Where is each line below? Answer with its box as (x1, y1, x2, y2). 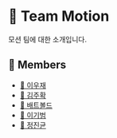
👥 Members (8, 58, 67, 72)
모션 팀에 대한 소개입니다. (8, 34, 88, 44)
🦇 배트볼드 (19, 100, 53, 110)
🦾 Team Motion (8, 7, 110, 26)
